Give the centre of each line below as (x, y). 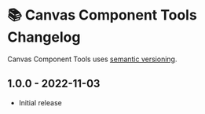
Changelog (44, 37)
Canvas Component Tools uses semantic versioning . (92, 59)
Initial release (40, 102)
